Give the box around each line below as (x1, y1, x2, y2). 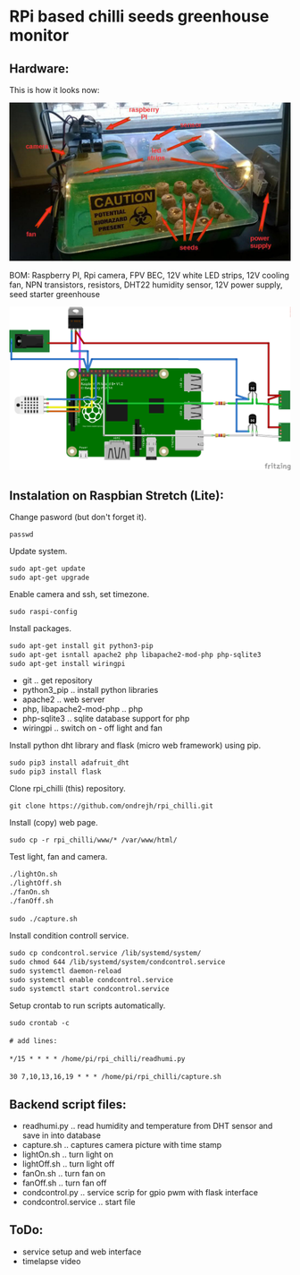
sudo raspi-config (9, 607, 78, 617)
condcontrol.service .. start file (21, 1196, 136, 1207)
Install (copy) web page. (9, 817, 98, 828)
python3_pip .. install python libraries (21, 685, 159, 696)
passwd (9, 530, 34, 539)
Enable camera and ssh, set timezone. (9, 589, 150, 600)
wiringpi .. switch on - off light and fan (21, 723, 163, 733)
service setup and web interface (21, 1246, 142, 1257)
